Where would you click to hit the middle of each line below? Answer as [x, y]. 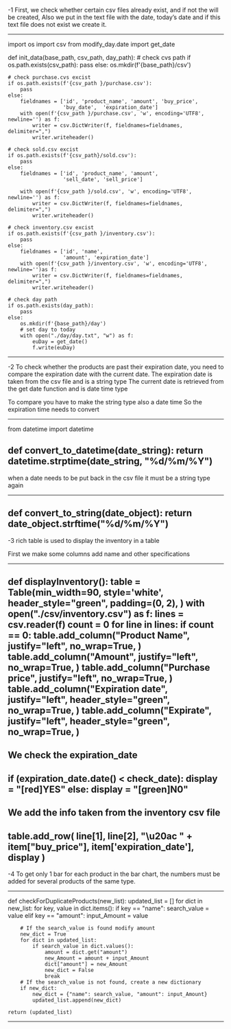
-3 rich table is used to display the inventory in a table [84, 540]
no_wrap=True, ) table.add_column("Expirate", [110, 711]
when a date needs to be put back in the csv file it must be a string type [109, 478]
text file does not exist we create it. [57, 24]
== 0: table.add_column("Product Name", [99, 635]
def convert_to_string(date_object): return [100, 513]
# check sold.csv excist [43, 150]
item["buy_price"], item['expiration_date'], [101, 847]
